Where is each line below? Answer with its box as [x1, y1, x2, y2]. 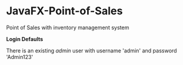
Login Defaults [6, 35, 44, 42]
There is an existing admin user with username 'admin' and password [6, 47, 177, 54]
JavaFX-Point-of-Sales [6, 4, 123, 18]
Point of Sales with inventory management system [6, 24, 129, 31]
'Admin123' [6, 53, 33, 60]
